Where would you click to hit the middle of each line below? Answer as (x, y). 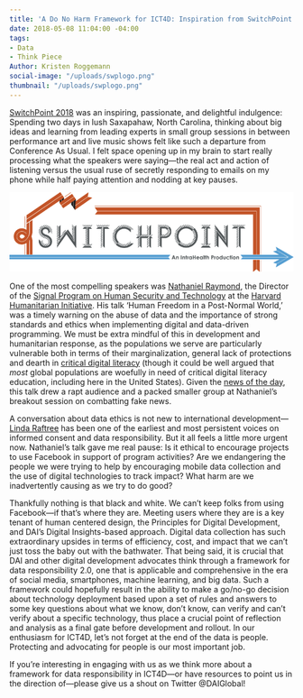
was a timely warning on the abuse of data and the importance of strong (143, 315)
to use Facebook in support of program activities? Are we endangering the (148, 456)
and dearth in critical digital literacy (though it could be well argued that (142, 363)
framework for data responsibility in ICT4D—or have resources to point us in (151, 674)
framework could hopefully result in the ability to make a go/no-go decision (149, 589)
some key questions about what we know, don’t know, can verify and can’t (147, 608)
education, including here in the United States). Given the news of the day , (147, 381)
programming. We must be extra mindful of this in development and (135, 334)
